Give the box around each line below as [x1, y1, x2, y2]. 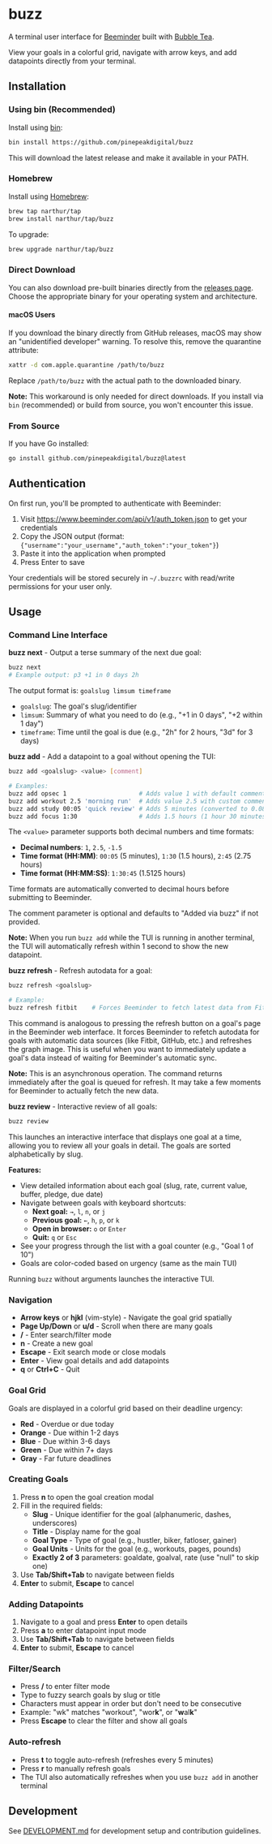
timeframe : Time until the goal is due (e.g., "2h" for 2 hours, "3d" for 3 [19, 727, 253, 737]
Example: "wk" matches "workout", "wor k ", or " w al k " [19, 1708, 198, 1717]
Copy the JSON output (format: [19, 531, 125, 541]
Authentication [8, 476, 87, 491]
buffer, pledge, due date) [19, 1189, 104, 1199]
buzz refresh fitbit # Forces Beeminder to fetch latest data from [8, 1004, 252, 1012]
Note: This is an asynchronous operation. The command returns [8, 1069, 223, 1079]
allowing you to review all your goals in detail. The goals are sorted [8, 1140, 231, 1150]
